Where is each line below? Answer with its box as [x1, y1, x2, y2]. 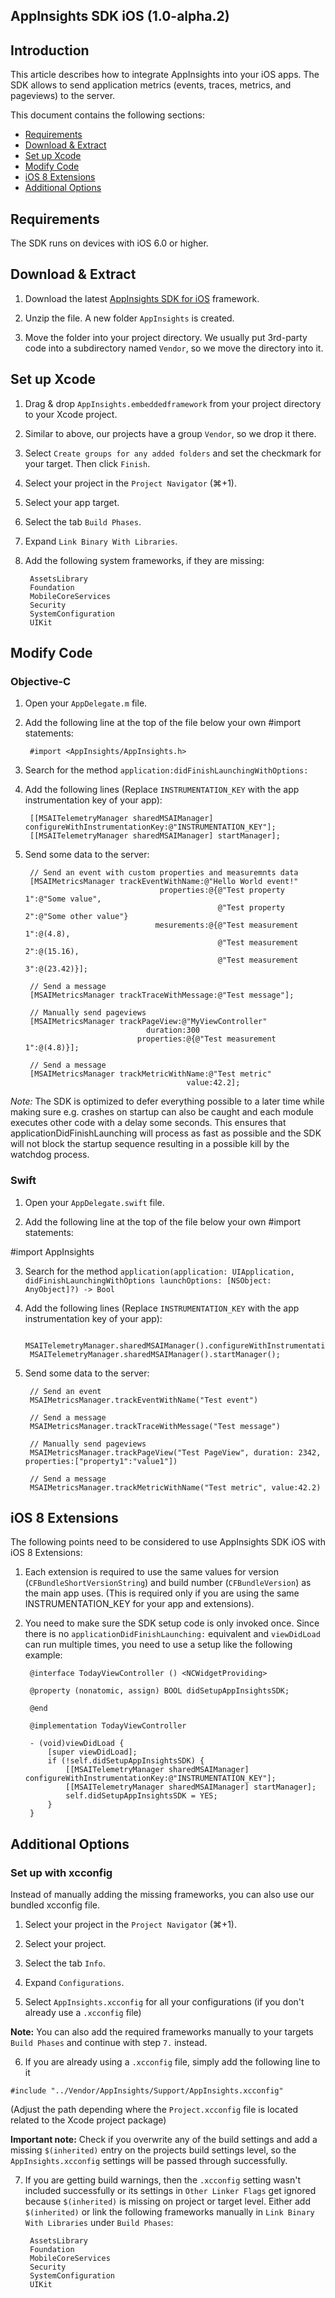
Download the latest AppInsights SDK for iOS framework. [24, 292, 260, 304]
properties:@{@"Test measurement [136, 1034, 277, 1044]
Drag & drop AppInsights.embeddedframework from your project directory [24, 397, 322, 409]
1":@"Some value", [24, 894, 102, 904]
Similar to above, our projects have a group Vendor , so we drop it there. [24, 427, 317, 439]
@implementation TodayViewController [29, 1721, 187, 1731]
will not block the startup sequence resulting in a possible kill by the [10, 1138, 290, 1150]
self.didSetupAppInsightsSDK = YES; [65, 1791, 218, 1801]
